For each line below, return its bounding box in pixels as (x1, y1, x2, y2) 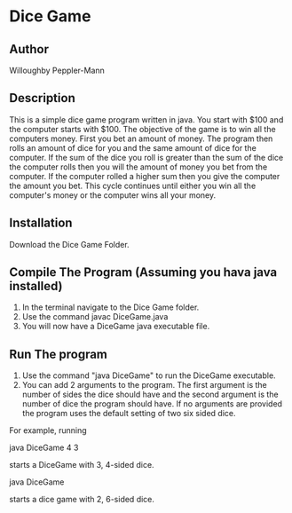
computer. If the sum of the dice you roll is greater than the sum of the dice (9, 152, 284, 162)
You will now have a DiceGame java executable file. (21, 321, 210, 332)
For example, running (9, 425, 87, 436)
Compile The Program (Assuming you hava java (9, 264, 278, 280)
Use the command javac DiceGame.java (21, 312, 169, 322)
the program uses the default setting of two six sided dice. (21, 408, 237, 419)
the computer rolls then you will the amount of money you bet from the (9, 162, 268, 172)
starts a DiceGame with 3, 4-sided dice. (9, 460, 154, 470)
